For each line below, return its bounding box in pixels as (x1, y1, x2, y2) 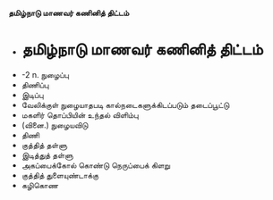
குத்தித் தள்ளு (21, 139, 68, 150)
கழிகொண (21, 179, 59, 190)
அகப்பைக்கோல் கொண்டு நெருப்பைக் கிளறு (21, 160, 171, 171)
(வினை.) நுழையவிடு (21, 120, 89, 130)
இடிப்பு (21, 89, 44, 100)
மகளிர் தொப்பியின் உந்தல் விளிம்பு (21, 109, 140, 120)
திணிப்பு (21, 79, 49, 90)
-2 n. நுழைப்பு (21, 69, 69, 79)
